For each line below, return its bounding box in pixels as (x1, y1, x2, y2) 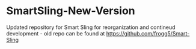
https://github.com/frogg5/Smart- (106, 30, 190, 37)
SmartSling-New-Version (6, 4, 135, 18)
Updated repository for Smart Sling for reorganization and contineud (6, 24, 176, 31)
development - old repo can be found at (6, 30, 105, 37)
